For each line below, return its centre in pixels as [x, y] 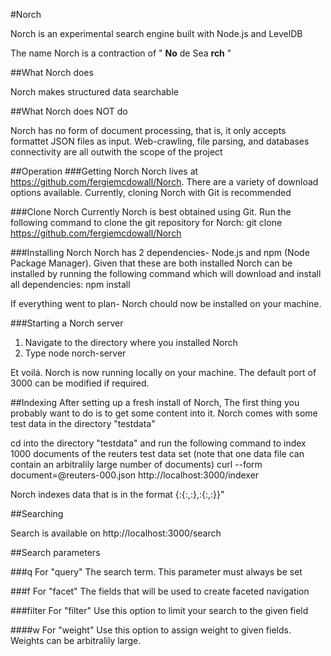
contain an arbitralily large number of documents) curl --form [136, 464]
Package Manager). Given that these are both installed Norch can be [151, 263]
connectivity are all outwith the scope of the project [116, 152]
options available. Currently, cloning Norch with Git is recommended [151, 192]
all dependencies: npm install [70, 284]
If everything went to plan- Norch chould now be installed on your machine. [166, 303]
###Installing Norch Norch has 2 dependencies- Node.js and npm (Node [160, 252]
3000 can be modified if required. [80, 383]
